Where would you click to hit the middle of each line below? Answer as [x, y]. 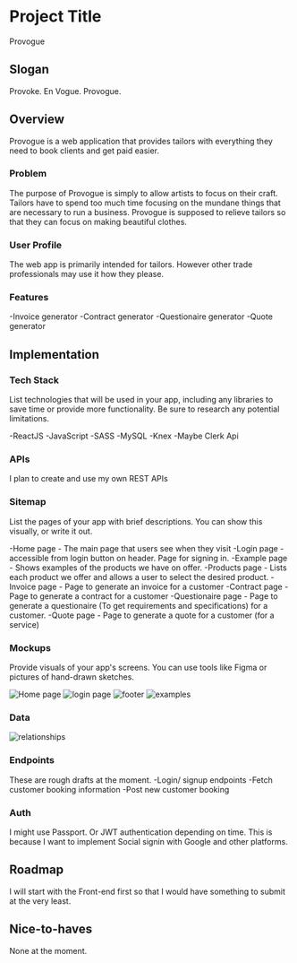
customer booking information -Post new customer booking [119, 789]
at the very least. [40, 901]
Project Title [55, 17]
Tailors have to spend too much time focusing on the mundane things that [145, 203]
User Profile [36, 245]
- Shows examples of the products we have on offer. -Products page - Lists [148, 568]
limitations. [30, 419]
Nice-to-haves [51, 929]
